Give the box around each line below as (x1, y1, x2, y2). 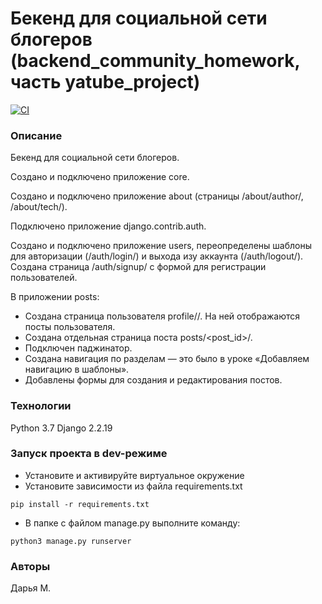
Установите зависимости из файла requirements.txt (24, 480, 243, 492)
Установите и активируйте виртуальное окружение (24, 469, 245, 481)
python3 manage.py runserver (10, 536, 132, 546)
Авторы (10, 559, 51, 573)
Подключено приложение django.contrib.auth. (10, 220, 207, 232)
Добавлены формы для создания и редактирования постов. (24, 374, 283, 386)
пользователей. (10, 272, 78, 284)
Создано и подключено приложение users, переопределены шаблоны (10, 240, 312, 252)
